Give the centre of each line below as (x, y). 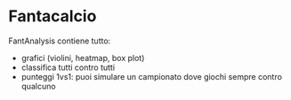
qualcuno (38, 86)
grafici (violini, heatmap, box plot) (83, 58)
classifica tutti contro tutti (68, 67)
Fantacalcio (53, 16)
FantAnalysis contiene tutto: (60, 41)
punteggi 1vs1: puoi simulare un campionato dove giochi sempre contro (151, 76)
